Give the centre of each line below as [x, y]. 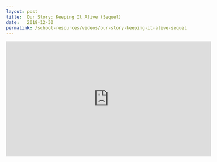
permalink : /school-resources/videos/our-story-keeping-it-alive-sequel [97, 28]
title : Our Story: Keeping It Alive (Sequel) [64, 17]
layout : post [22, 11]
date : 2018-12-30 [30, 22]
